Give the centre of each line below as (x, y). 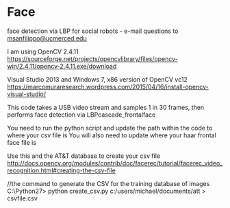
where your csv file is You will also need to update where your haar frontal (112, 135)
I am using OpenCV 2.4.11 (43, 51)
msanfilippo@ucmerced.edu (47, 38)
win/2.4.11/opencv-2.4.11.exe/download (62, 66)
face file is (22, 142)
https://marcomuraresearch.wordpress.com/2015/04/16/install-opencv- (108, 86)
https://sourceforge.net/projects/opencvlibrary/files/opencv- (92, 58)
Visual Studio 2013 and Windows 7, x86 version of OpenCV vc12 (98, 79)
